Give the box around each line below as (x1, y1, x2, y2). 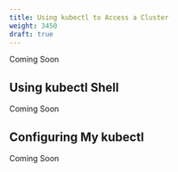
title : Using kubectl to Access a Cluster (9, 12, 169, 22)
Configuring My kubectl (9, 129, 144, 144)
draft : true (9, 29, 53, 38)
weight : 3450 (9, 21, 58, 30)
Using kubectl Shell (9, 79, 119, 94)
